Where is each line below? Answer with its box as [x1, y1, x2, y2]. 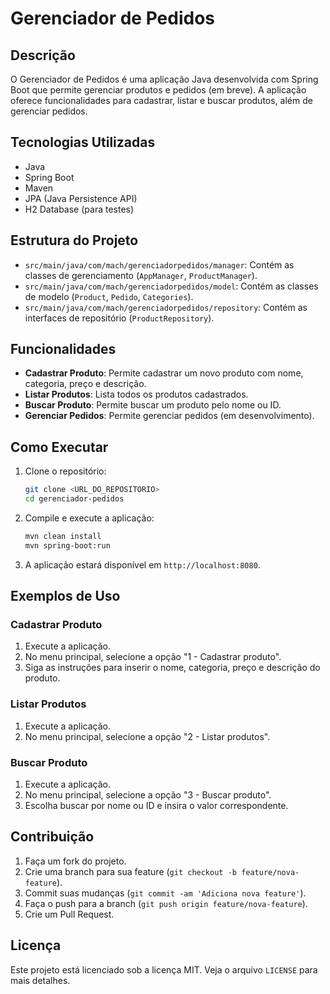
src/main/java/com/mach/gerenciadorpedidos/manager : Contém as [24, 258, 295, 271]
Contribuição [10, 828, 95, 846]
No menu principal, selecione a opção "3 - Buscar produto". [24, 789, 272, 801]
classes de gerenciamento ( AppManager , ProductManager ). [24, 269, 258, 281]
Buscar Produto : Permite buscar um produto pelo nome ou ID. [24, 399, 282, 411]
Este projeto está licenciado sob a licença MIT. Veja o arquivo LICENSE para [10, 963, 318, 976]
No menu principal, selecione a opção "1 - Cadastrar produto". [24, 651, 282, 663]
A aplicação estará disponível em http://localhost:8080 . [24, 558, 261, 571]
